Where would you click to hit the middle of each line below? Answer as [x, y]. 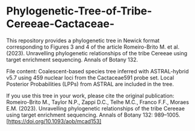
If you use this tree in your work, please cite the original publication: [90, 96]
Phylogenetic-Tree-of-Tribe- [79, 11]
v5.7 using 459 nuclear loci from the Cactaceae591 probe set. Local [90, 78]
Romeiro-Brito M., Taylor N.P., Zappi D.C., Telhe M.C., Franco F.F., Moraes [98, 102]
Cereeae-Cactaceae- [60, 24]
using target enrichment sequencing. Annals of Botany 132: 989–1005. [93, 115]
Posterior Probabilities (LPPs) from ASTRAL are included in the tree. [90, 84]
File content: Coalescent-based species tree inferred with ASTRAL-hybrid [97, 71]
